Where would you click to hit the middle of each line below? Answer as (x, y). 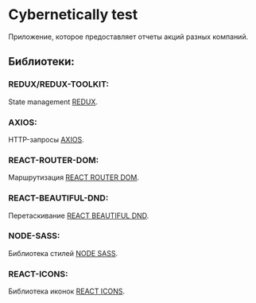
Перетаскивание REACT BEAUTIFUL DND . (79, 216)
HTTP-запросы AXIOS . (47, 139)
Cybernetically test (73, 15)
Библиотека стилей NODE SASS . (63, 253)
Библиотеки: (42, 62)
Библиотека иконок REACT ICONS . (67, 291)
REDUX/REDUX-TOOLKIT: (59, 84)
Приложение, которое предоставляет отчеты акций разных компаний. (128, 37)
